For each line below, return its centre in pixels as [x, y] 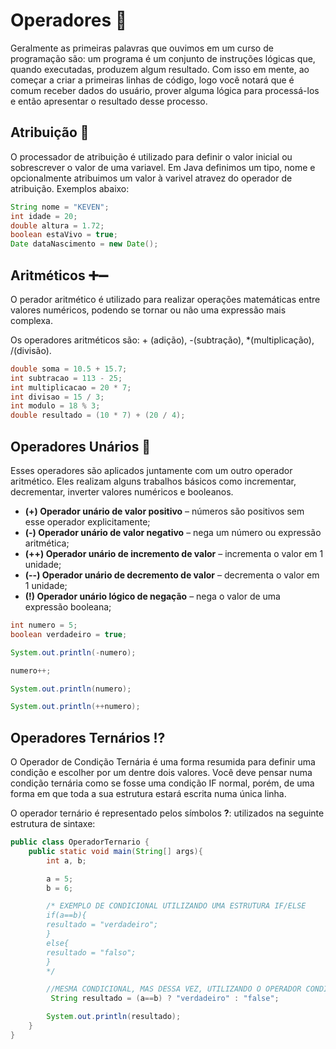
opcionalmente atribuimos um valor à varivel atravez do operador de [151, 178]
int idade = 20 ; [44, 216]
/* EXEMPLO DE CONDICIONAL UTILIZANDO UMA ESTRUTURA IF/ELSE [176, 906]
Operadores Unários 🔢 [81, 446]
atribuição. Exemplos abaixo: [70, 188]
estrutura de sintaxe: [53, 824]
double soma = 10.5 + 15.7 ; [69, 369]
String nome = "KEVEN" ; [60, 207]
